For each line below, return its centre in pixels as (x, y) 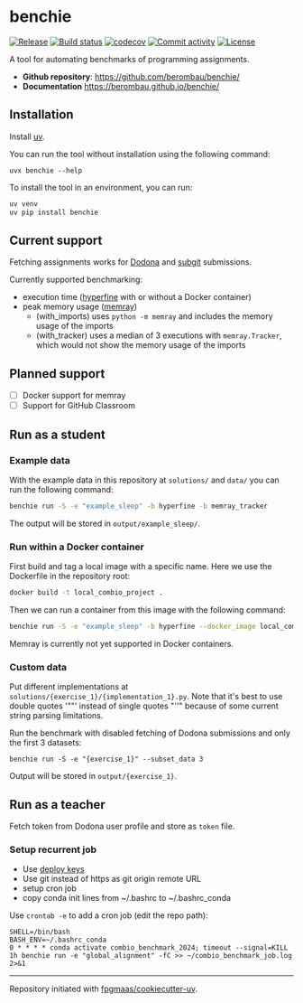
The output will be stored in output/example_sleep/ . (105, 523)
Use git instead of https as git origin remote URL (112, 879)
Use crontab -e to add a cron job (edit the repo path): (109, 915)
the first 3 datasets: (46, 743)
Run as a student (58, 434)
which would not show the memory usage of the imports (141, 345)
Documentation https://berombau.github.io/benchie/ (121, 86)
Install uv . (27, 136)
